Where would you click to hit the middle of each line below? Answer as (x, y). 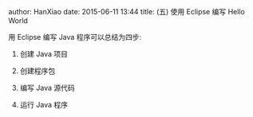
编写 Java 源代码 (47, 88)
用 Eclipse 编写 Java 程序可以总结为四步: (75, 37)
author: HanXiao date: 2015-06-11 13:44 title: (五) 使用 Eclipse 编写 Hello (126, 12)
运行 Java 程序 (43, 105)
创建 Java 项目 (43, 54)
